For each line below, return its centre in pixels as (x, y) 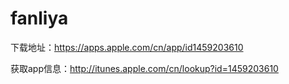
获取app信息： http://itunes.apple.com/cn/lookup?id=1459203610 (144, 68)
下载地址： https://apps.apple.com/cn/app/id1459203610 (127, 47)
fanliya (39, 18)
